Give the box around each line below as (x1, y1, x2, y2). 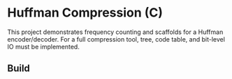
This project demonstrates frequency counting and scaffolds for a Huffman (7, 28, 224, 36)
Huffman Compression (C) (7, 5, 163, 21)
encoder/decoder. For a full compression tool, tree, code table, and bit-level (7, 35, 226, 43)
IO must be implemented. (7, 42, 80, 51)
